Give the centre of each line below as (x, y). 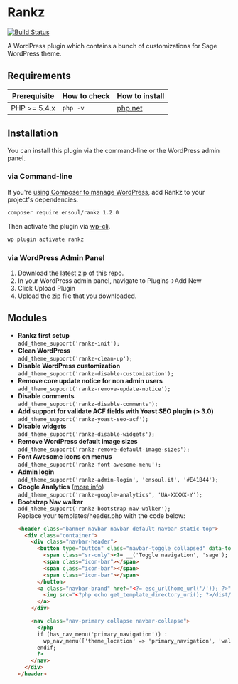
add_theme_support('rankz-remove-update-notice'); (94, 389)
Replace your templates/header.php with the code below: (102, 515)
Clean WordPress (44, 351)
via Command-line (40, 177)
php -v (73, 108)
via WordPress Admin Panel (56, 257)
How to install (141, 95)
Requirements (39, 76)
